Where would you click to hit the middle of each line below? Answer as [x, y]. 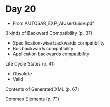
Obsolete [22, 73]
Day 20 [21, 9]
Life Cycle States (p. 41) [30, 63]
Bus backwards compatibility [43, 48]
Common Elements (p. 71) [32, 99]
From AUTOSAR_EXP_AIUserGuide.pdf [53, 23]
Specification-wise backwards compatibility [59, 43]
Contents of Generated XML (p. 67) [42, 89]
